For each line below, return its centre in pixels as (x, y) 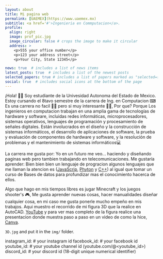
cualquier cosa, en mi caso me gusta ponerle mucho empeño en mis (73, 201)
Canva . (12, 222)
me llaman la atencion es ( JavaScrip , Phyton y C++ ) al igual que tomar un (78, 169)
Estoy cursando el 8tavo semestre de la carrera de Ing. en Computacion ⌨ (81, 101)
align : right (23, 32)
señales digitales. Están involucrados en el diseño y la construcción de (76, 127)
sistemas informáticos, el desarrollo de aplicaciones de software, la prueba (80, 131)
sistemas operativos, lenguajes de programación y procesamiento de (74, 121)
